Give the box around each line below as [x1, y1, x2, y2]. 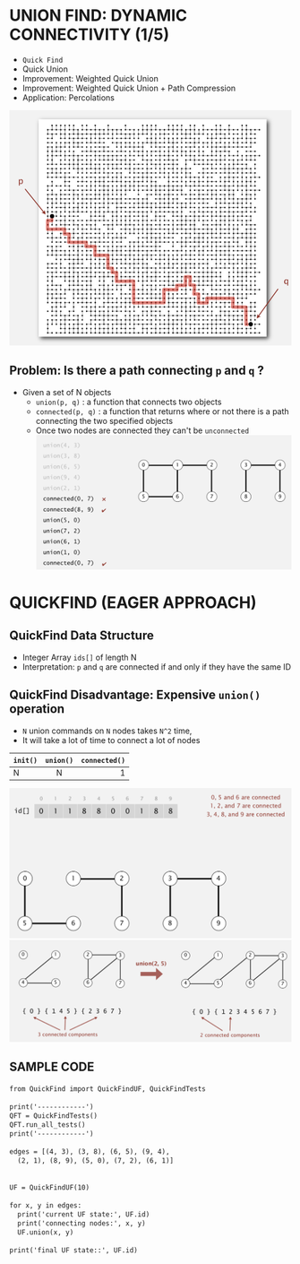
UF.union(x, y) [17, 1227, 74, 1237]
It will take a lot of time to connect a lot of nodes [21, 734, 201, 745]
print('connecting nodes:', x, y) [17, 1218, 146, 1228]
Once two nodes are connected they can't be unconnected [35, 425, 249, 436]
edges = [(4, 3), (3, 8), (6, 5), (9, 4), [9, 1147, 170, 1156]
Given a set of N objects [21, 386, 112, 397]
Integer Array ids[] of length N [21, 652, 137, 662]
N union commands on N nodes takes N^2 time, [21, 725, 193, 736]
